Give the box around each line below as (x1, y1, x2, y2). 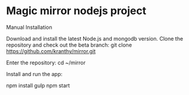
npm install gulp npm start (6, 81, 70, 89)
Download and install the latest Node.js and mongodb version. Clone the (6, 35, 183, 42)
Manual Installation (6, 24, 52, 31)
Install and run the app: (6, 70, 63, 77)
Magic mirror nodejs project (6, 4, 147, 18)
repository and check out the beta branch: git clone (6, 41, 133, 48)
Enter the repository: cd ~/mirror (6, 59, 86, 66)
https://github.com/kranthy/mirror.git (6, 47, 96, 54)
